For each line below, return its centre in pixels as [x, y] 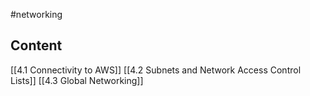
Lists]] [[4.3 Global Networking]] [77, 80]
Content [36, 45]
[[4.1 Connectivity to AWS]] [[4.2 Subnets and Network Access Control [156, 70]
